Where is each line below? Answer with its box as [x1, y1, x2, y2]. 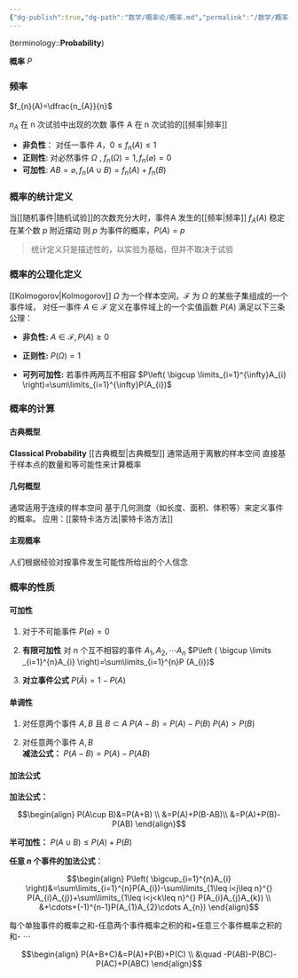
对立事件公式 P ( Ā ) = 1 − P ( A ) [21, 674, 126, 685]
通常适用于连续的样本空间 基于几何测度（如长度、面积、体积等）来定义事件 [9, 502, 284, 513]
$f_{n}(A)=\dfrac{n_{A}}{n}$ [9, 100, 114, 111]
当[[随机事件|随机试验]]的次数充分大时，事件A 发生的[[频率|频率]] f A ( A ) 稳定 [9, 212, 286, 225]
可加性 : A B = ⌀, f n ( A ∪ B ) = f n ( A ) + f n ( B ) [21, 165, 167, 177]
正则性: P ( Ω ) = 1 [21, 350, 82, 360]
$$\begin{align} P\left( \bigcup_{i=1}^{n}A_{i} [66, 873, 232, 884]
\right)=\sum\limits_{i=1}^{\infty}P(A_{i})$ [21, 379, 172, 390]
